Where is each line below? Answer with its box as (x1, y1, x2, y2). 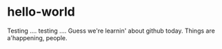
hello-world (7, 4, 76, 20)
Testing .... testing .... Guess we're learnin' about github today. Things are (7, 27, 215, 35)
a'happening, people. (7, 33, 68, 42)
